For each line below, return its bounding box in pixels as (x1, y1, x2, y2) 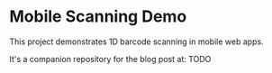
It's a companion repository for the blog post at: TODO (9, 53, 212, 64)
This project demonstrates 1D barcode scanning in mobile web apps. (9, 36, 264, 47)
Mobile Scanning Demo (9, 6, 187, 27)
